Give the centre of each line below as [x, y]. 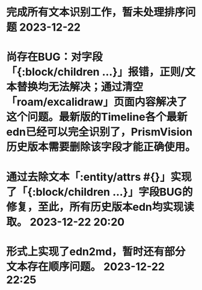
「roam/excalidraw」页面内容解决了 [97, 102]
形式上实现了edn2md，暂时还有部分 [96, 251]
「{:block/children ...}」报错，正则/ [96, 72]
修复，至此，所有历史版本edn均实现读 [100, 207]
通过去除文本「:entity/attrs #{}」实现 [99, 177]
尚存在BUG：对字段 [55, 57]
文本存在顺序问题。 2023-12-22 [86, 266]
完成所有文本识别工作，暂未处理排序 [96, 12]
